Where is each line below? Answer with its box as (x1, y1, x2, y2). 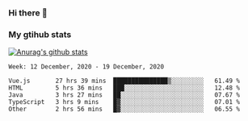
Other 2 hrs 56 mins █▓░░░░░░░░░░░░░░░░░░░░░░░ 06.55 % (8, 105, 241, 114)
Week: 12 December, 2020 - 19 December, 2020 (8, 63, 164, 71)
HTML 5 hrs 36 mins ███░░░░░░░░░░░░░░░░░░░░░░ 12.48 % (8, 84, 241, 92)
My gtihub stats (8, 28, 72, 40)
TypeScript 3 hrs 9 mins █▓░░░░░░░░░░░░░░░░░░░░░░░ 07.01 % (8, 98, 241, 106)
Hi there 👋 (8, 7, 48, 19)
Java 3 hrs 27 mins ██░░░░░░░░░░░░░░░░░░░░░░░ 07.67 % (8, 91, 241, 99)
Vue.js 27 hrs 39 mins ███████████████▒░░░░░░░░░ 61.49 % (8, 77, 241, 86)
